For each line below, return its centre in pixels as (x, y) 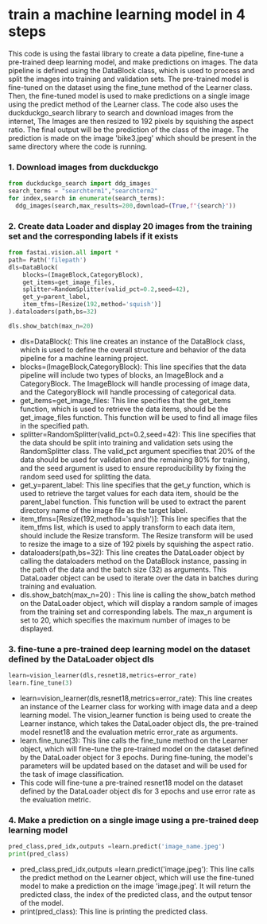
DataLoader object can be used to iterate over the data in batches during (139, 577)
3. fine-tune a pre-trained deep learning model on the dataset (129, 649)
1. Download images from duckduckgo (83, 167)
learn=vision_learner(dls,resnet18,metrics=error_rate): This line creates (136, 698)
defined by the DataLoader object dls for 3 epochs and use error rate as (137, 791)
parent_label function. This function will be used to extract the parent (133, 502)
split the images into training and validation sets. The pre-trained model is (129, 79)
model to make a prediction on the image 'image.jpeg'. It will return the (135, 886)
